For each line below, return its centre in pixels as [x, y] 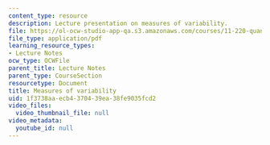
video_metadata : [35, 121]
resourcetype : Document [48, 83]
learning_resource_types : [51, 46]
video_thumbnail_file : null [63, 114]
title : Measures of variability [62, 91]
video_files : [30, 106]
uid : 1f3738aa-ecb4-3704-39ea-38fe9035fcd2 [82, 98]
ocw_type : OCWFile [39, 61]
